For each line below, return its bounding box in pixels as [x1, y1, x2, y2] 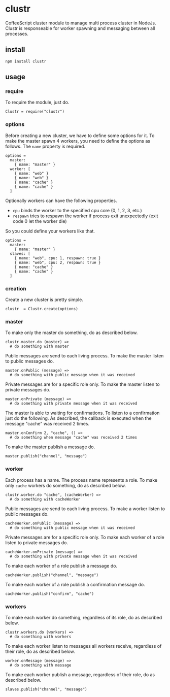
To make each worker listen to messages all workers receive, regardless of [5, 643, 162, 649]
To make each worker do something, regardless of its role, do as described [5, 614, 162, 620]
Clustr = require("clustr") [5, 109, 65, 114]
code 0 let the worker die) [12, 218, 67, 224]
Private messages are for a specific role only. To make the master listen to [5, 381, 160, 387]
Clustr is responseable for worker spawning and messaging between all [5, 25, 155, 31]
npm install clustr [5, 59, 47, 64]
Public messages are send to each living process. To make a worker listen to [5, 506, 165, 512]
